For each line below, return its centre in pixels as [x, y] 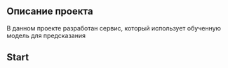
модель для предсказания [46, 35]
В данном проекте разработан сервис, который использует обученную [114, 28]
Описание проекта [50, 11]
